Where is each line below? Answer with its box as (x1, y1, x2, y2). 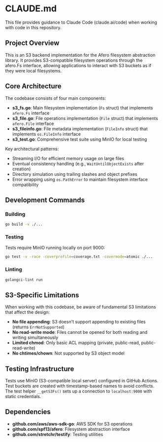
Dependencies (5, 408, 51, 416)
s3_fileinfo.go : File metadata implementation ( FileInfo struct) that (12, 125, 148, 131)
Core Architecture (5, 82, 62, 90)
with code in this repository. (5, 24, 62, 30)
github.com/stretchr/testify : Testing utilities (12, 431, 103, 437)
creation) (12, 166, 31, 172)
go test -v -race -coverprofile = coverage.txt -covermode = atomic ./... (5, 254, 153, 259)
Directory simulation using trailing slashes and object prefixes (12, 171, 138, 177)
